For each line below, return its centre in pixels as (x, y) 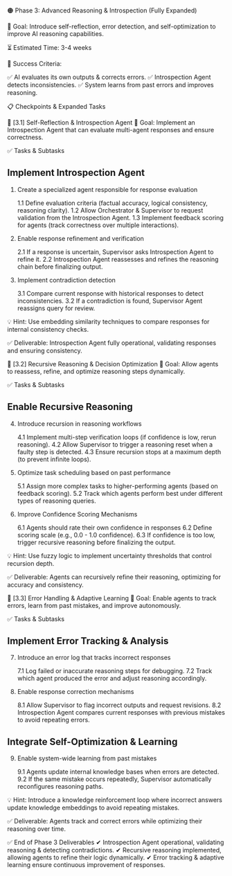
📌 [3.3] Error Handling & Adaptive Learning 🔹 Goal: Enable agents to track (112, 598)
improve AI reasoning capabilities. (55, 34)
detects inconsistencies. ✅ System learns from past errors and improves (111, 85)
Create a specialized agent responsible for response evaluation (107, 189)
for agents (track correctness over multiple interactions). (98, 225)
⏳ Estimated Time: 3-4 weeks (50, 47)
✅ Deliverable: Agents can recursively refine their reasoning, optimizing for (114, 577)
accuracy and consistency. (46, 584)
